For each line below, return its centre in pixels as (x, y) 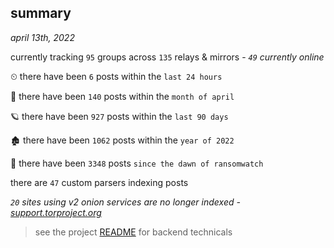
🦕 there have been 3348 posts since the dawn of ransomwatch (137, 163)
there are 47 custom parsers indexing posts (99, 182)
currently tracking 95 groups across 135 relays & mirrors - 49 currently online (167, 57)
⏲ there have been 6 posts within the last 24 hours (116, 76)
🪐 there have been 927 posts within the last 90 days (119, 116)
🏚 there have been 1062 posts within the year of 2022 (122, 140)
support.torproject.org (56, 212)
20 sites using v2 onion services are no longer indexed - (125, 202)
